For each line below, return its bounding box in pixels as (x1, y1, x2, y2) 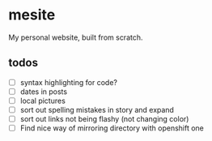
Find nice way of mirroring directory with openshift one (19, 123, 205, 133)
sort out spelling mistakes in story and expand (19, 105, 174, 114)
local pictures (19, 96, 66, 105)
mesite (8, 6, 56, 24)
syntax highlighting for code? (19, 77, 118, 87)
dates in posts (19, 87, 67, 96)
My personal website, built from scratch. (8, 32, 143, 42)
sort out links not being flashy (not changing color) (19, 114, 189, 123)
